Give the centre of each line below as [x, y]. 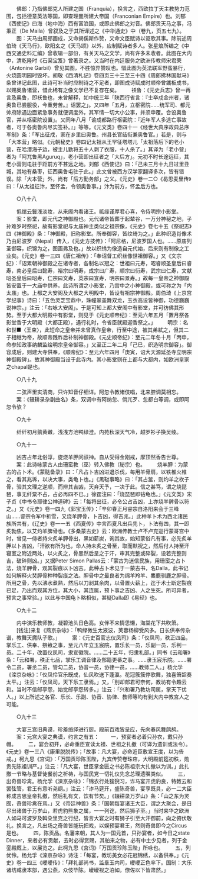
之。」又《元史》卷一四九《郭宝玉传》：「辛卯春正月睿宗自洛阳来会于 [88, 509]
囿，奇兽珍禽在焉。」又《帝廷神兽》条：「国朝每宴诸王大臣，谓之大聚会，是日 [99, 803]
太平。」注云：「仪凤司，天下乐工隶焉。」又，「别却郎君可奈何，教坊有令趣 [94, 682]
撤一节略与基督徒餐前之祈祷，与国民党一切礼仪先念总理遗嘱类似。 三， [97, 774]
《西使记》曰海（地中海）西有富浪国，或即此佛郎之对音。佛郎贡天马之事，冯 [99, 23]
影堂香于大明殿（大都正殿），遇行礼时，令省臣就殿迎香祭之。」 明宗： [95, 322]
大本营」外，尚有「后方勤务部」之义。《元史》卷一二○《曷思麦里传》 [109, 179]
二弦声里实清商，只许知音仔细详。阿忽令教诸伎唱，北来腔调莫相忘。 [99, 392]
